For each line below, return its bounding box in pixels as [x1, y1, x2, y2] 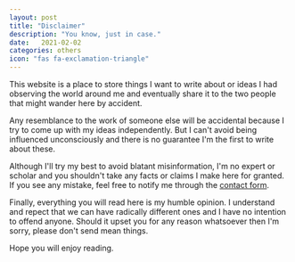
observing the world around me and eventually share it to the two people [9, 88, 276, 99]
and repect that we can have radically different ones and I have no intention [9, 207, 287, 217]
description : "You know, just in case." [9, 29, 162, 38]
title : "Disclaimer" [9, 21, 86, 30]
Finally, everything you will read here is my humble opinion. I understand [9, 197, 275, 208]
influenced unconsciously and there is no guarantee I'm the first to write [9, 135, 275, 144]
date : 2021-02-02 [9, 37, 82, 47]
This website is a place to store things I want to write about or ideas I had [9, 79, 278, 89]
